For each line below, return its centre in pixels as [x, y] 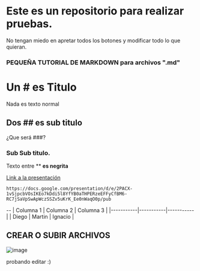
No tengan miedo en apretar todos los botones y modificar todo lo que [93, 40]
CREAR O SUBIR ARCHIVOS [58, 236]
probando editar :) [29, 261]
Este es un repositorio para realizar [95, 11]
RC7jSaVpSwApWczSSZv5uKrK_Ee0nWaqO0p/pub [59, 199]
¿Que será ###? [26, 137]
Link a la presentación [34, 177]
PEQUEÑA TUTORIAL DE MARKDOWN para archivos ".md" [93, 62]
